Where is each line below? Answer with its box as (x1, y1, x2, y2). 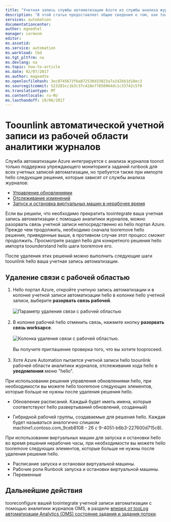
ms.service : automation (5, 45, 56, 51)
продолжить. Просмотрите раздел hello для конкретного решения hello (5, 238, 162, 244)
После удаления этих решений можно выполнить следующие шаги (5, 253, 153, 259)
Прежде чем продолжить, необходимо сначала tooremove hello (5, 227, 145, 233)
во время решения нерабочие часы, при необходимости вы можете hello (5, 440, 166, 446)
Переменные (12, 471, 42, 478)
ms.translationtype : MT (5, 88, 56, 93)
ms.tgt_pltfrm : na (5, 55, 44, 60)
